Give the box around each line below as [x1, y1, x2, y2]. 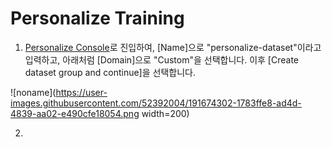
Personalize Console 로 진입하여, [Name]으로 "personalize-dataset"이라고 [24, 41, 322, 53]
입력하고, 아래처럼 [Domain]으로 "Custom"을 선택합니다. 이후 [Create [24, 53, 300, 66]
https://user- [55, 86, 108, 98]
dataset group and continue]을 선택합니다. [24, 66, 196, 78]
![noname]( [10, 86, 57, 98]
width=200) [141, 107, 190, 119]
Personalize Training [10, 7, 185, 30]
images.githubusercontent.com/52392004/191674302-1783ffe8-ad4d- [10, 97, 302, 109]
